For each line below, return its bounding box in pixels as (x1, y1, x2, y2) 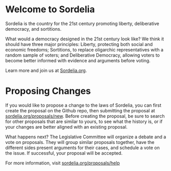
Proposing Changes (5, 85, 91, 97)
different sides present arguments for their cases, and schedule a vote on (5, 144, 160, 151)
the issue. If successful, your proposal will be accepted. (5, 150, 123, 156)
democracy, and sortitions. (5, 26, 62, 32)
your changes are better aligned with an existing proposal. (5, 124, 128, 130)
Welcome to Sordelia (5, 4, 95, 15)
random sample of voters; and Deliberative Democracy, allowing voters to (5, 52, 160, 58)
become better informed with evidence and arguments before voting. (5, 57, 151, 63)
